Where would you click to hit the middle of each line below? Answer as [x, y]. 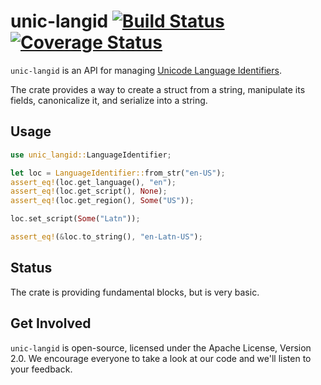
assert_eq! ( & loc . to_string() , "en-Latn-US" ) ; [106, 237]
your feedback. [41, 369]
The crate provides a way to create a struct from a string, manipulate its [158, 89]
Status [31, 268]
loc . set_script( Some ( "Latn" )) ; [75, 219]
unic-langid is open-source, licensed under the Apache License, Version [161, 347]
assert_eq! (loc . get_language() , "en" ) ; [93, 182]
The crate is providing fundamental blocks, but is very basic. [135, 292]
